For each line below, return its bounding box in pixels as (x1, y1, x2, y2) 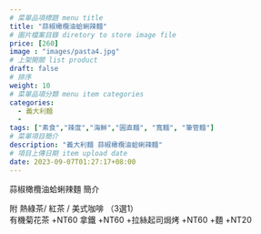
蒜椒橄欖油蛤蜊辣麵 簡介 (9, 183, 100, 194)
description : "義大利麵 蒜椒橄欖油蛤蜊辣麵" (9, 140, 164, 149)
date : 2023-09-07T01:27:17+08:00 (9, 157, 136, 167)
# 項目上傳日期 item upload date (9, 148, 128, 158)
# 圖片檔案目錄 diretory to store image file (9, 30, 177, 39)
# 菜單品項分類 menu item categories (9, 89, 144, 98)
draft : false (9, 65, 59, 74)
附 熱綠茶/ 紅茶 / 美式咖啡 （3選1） (9, 202, 139, 214)
